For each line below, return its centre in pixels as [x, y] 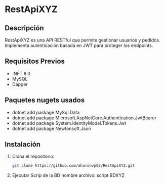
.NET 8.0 [21, 73]
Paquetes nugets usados [45, 100]
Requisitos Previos [35, 61]
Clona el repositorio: [33, 156]
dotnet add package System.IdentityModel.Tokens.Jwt [69, 123]
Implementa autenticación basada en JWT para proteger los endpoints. [79, 45]
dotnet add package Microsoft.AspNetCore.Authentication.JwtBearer [84, 118]
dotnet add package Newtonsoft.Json [52, 128]
